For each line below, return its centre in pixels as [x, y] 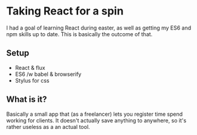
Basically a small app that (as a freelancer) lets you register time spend [95, 114]
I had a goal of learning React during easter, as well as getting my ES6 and [99, 28]
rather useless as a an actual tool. [48, 127]
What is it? [27, 100]
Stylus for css [32, 80]
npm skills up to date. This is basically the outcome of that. [79, 34]
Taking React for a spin [65, 11]
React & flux [30, 67]
